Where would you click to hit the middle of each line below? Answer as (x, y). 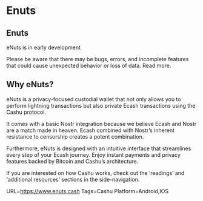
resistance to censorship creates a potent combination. (75, 136)
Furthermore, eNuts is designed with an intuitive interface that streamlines (99, 148)
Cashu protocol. (26, 112)
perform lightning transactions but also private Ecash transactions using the (101, 105)
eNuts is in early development (43, 47)
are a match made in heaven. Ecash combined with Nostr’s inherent (90, 130)
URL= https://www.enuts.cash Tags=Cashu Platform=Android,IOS (88, 191)
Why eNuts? (30, 84)
